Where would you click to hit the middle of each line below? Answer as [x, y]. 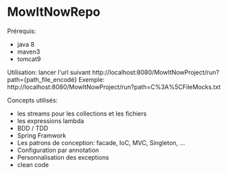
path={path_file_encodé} [42, 79]
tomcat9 [29, 58]
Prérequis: [22, 31]
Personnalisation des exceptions [63, 157]
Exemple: [92, 79]
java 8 [26, 44]
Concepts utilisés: [33, 100]
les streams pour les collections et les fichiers [82, 113]
